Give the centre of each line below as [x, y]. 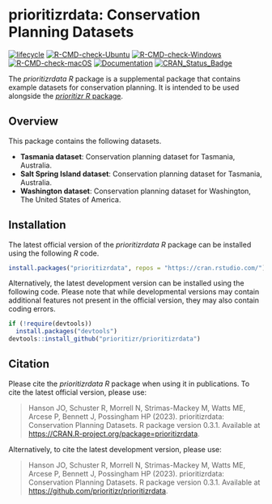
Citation [29, 364]
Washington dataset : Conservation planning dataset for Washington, [135, 191]
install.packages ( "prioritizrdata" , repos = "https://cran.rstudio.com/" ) [137, 268]
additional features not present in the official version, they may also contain [134, 300]
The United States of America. [70, 199]
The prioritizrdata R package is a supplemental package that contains [125, 78]
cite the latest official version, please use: [78, 392]
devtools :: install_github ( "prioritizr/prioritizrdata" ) [104, 339]
